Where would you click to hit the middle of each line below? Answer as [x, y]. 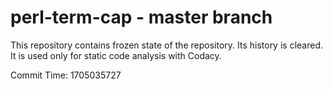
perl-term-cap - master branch [141, 17]
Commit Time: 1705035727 [66, 75]
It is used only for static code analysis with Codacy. [116, 55]
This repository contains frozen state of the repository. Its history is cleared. [166, 45]
